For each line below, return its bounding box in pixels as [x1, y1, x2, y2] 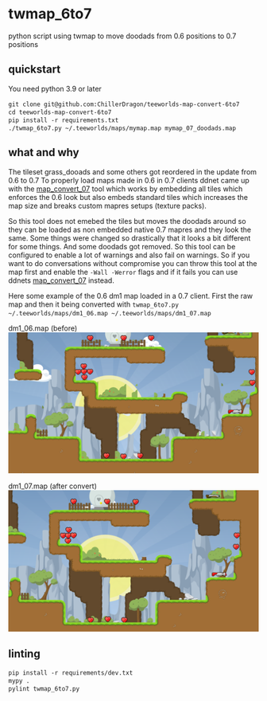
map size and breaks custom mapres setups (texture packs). [8, 201, 207, 210]
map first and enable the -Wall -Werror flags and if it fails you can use [8, 267, 238, 276]
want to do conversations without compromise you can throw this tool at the [8, 258, 257, 268]
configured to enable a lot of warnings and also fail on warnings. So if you [8, 250, 250, 260]
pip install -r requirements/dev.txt [8, 669, 133, 677]
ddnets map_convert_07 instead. [8, 276, 115, 285]
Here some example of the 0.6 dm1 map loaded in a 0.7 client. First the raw [8, 291, 253, 300]
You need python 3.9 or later [8, 84, 102, 93]
